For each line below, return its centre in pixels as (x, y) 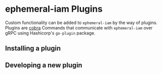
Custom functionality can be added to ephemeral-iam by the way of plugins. (81, 23)
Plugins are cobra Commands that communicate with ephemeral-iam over (79, 27)
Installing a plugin (33, 48)
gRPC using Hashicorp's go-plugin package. (50, 33)
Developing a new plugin (44, 65)
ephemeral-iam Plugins (54, 9)
